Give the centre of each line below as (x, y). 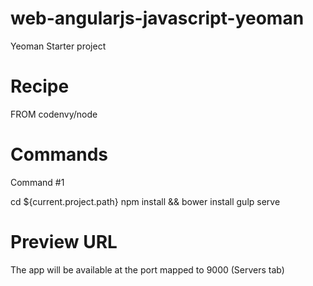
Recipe (40, 86)
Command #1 (37, 182)
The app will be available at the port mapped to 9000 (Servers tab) (147, 269)
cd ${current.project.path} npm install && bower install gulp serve (145, 201)
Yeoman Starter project (58, 46)
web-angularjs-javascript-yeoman (157, 18)
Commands (59, 154)
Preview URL (64, 242)
